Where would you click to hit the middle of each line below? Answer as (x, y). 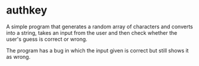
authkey (27, 10)
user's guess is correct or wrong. (47, 39)
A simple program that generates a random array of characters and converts (99, 27)
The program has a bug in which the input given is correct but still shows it (97, 50)
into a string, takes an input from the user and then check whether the (92, 32)
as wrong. (18, 57)
